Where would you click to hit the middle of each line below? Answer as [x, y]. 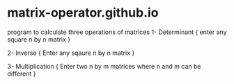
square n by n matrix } [39, 39]
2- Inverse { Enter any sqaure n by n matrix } [71, 53]
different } [22, 74]
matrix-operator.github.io [83, 13]
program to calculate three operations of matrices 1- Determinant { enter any [117, 32]
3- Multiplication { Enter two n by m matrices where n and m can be [104, 66]
